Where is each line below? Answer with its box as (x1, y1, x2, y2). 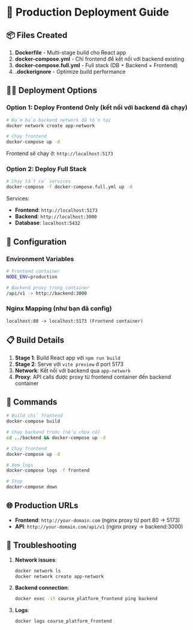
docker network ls (14, 568, 61, 574)
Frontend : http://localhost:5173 (14, 206, 98, 214)
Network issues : (14, 556, 57, 563)
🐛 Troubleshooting (6, 540, 77, 551)
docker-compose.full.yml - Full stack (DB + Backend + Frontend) (14, 62, 178, 68)
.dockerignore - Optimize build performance (14, 68, 126, 75)
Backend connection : (14, 584, 70, 592)
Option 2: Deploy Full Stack (6, 165, 87, 173)
